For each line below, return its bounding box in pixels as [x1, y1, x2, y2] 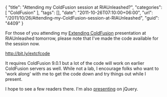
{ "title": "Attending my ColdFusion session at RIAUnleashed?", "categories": [5, 5, 162, 10]
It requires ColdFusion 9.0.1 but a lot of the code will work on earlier [5, 60, 144, 66]
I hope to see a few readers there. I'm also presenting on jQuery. [5, 86, 138, 92]
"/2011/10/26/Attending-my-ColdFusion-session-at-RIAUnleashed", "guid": [5, 15, 159, 21]
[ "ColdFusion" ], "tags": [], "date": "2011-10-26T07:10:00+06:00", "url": [5, 10, 153, 16]
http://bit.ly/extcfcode [5, 50, 50, 56]
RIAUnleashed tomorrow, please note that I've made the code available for [5, 35, 159, 41]
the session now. [5, 41, 40, 47]
